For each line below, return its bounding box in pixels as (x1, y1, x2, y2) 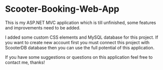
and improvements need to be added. (5, 24, 81, 30)
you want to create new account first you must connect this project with (5, 39, 150, 45)
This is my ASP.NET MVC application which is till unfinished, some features (5, 20, 156, 25)
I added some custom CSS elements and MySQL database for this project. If (5, 34, 159, 40)
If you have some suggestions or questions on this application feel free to (5, 54, 153, 60)
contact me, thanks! (5, 59, 45, 65)
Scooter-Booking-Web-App (5, 3, 120, 15)
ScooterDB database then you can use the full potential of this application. (5, 45, 155, 50)
